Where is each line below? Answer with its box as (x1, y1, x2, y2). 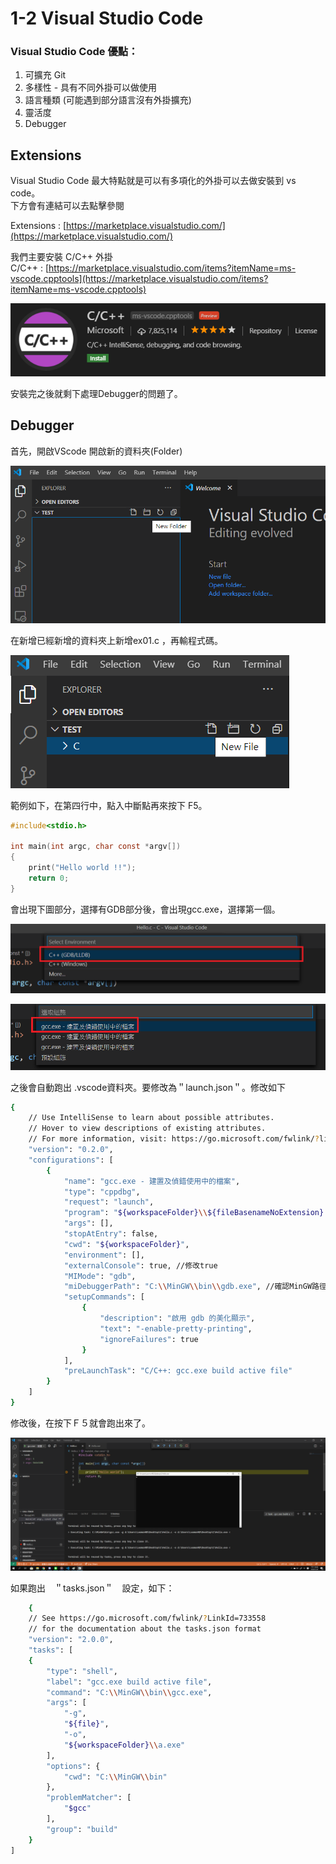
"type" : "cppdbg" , (63, 1187, 141, 1197)
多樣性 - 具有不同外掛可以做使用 (24, 82, 158, 94)
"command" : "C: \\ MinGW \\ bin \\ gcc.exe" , (46, 1687, 213, 1697)
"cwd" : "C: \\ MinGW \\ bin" (63, 1772, 168, 1782)
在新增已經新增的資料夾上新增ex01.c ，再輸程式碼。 (10, 634, 223, 646)
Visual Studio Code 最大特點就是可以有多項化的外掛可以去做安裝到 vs (10, 175, 297, 187)
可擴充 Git (24, 69, 67, 81)
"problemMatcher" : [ (46, 1793, 132, 1803)
